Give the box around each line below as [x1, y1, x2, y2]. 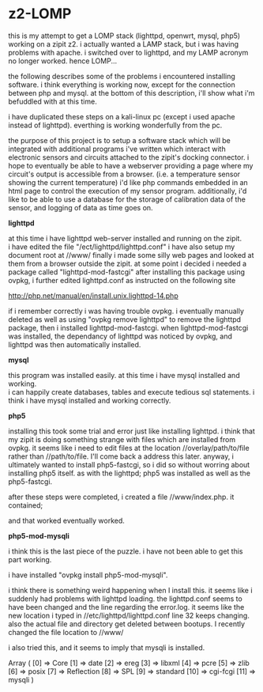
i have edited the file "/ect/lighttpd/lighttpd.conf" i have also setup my [8, 242, 235, 251]
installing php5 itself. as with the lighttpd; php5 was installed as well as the [8, 468, 251, 478]
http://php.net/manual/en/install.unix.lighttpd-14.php [8, 290, 179, 301]
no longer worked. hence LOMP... [8, 56, 118, 66]
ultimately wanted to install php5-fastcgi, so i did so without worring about [8, 459, 250, 469]
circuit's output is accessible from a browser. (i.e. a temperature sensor [8, 169, 241, 179]
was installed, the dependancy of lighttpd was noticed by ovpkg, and [8, 331, 233, 341]
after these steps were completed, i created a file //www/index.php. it [8, 492, 235, 501]
